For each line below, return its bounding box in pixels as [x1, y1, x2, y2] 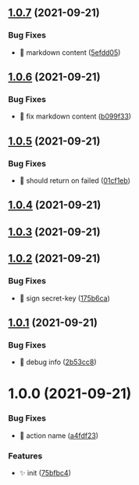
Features [8, 450, 43, 461]
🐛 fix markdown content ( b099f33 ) [19, 111, 131, 121]
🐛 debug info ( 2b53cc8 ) [19, 357, 97, 367]
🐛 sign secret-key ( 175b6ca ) [19, 294, 111, 303]
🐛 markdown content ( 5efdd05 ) [19, 47, 121, 57]
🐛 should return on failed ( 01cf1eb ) [19, 176, 131, 185]
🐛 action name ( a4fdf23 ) [19, 431, 99, 440]
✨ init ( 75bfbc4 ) [19, 469, 72, 477]
